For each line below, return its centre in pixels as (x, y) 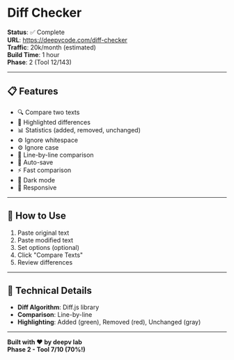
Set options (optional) (48, 247)
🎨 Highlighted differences (54, 122)
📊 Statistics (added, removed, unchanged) (79, 130)
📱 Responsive (37, 187)
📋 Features (33, 92)
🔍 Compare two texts (48, 112)
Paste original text (43, 233)
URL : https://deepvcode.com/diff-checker (67, 40)
